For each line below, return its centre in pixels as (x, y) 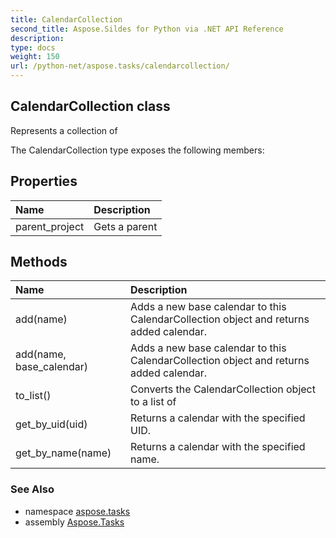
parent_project (50, 226)
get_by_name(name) (63, 453)
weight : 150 (35, 57)
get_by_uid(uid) (51, 424)
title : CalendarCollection (66, 19)
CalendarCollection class (90, 106)
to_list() (33, 396)
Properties (44, 181)
